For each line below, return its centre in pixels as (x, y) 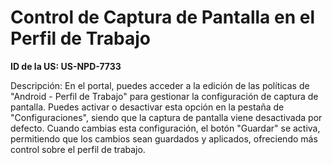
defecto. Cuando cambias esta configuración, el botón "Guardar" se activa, (165, 128)
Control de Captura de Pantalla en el (163, 17)
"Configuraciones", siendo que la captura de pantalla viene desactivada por (166, 117)
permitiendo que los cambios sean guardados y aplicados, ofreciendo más (164, 138)
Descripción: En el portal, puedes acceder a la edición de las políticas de (160, 85)
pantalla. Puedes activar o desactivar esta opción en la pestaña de (147, 107)
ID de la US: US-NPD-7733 (66, 66)
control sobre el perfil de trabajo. (78, 149)
